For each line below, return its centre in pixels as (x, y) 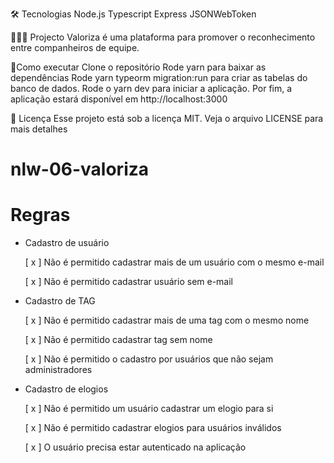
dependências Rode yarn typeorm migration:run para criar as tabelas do (159, 77)
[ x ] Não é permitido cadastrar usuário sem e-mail (128, 282)
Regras (40, 215)
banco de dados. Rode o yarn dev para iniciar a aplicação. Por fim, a (151, 88)
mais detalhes (39, 129)
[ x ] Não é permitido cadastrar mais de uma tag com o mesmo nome (167, 320)
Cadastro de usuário (67, 243)
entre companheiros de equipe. (75, 47)
